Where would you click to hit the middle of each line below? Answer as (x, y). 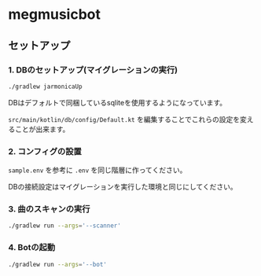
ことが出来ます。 (42, 129)
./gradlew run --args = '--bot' (58, 264)
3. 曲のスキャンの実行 (49, 208)
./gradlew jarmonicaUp (45, 86)
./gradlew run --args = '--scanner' (65, 226)
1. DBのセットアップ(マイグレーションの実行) (93, 70)
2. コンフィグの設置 (45, 151)
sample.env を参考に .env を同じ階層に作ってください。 (97, 170)
